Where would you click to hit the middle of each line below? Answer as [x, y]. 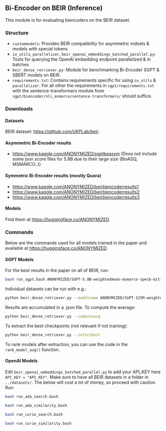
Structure [17, 33]
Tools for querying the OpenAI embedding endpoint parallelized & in [82, 59]
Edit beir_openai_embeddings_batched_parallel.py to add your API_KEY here [83, 372]
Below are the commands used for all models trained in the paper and [76, 243]
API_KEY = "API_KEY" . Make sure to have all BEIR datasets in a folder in [77, 377]
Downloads [19, 109]
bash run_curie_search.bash [34, 414]
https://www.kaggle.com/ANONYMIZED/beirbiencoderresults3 [76, 197]
